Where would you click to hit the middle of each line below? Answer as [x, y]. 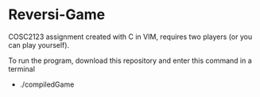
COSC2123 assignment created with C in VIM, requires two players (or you [130, 37]
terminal [22, 68]
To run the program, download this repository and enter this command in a [130, 60]
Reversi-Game [57, 15]
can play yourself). [39, 45]
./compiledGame [47, 84]
